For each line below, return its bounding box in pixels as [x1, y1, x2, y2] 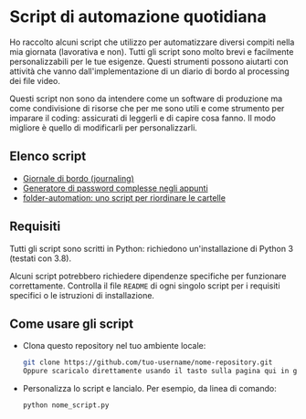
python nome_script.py [22, 401, 110, 410]
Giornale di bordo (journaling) [22, 173, 134, 183]
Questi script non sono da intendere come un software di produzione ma [9, 93, 283, 104]
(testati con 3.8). [9, 253, 71, 264]
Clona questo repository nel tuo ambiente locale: [22, 340, 206, 351]
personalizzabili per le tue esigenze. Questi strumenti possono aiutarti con [9, 56, 290, 67]
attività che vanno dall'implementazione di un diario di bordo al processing [9, 66, 290, 77]
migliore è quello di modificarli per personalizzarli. [9, 121, 198, 133]
